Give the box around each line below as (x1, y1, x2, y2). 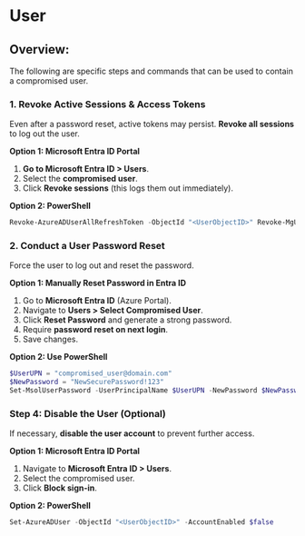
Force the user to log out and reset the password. (9, 260, 194, 271)
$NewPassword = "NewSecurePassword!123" (9, 378, 165, 387)
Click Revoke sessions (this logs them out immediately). (22, 183, 234, 194)
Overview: (9, 42, 70, 57)
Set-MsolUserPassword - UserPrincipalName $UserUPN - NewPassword (9, 386, 258, 395)
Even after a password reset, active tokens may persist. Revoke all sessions (9, 119, 295, 130)
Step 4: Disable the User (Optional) (9, 408, 166, 421)
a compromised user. (9, 75, 89, 86)
